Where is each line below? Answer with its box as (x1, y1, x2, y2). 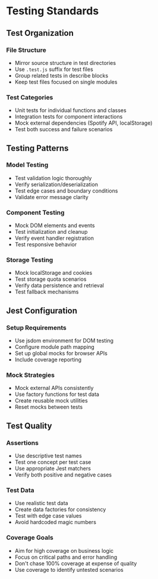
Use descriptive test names (14, 452, 82, 460)
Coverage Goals (6, 534, 53, 542)
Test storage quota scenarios (14, 275, 87, 283)
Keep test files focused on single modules (14, 78, 118, 85)
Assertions (6, 438, 39, 447)
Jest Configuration (6, 305, 78, 315)
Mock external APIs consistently (14, 385, 94, 392)
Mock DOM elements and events (14, 222, 95, 229)
